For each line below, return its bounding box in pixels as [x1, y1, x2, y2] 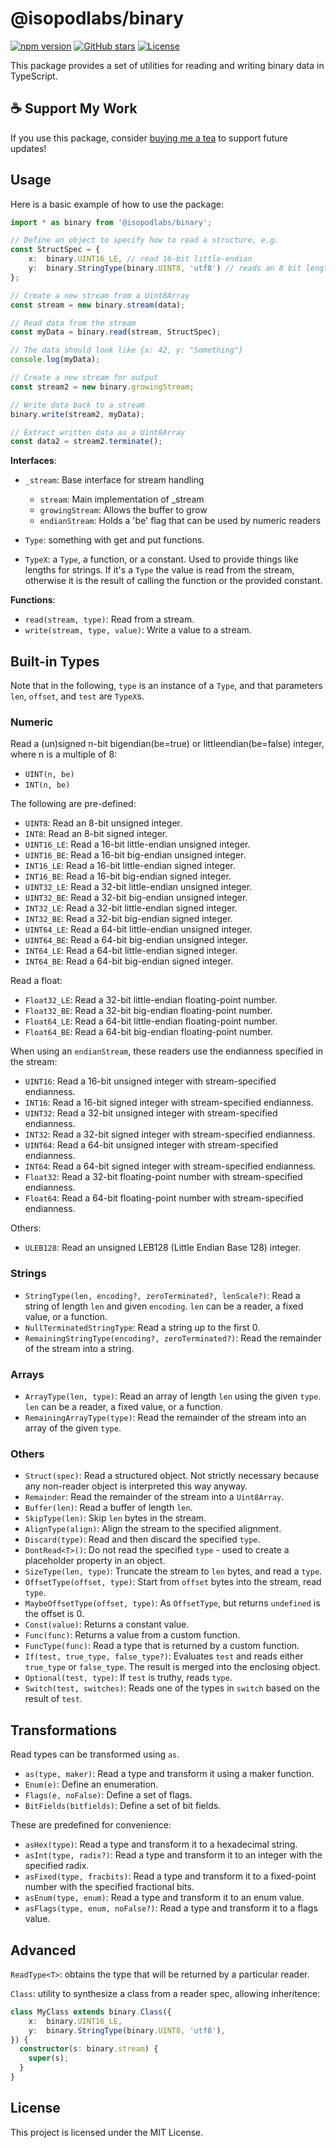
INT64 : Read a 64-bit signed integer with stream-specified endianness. [24, 1160, 317, 1172]
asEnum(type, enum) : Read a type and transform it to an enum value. [24, 1892, 305, 1904]
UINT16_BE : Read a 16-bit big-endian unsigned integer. [24, 849, 247, 861]
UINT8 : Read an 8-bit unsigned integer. [24, 817, 183, 829]
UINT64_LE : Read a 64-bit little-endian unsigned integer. [24, 923, 253, 936]
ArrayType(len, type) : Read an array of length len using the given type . [24, 1390, 322, 1402]
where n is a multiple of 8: [10, 748, 118, 761]
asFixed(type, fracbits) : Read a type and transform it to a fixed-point [24, 1870, 317, 1882]
